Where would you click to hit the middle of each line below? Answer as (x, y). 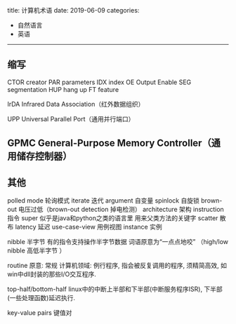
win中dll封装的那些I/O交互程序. (52, 274)
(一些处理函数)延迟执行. (41, 298)
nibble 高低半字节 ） (37, 250)
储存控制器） (44, 156)
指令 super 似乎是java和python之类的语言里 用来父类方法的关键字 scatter (113, 218)
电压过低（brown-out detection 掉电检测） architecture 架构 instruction (122, 210)
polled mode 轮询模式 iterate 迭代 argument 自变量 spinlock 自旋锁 (104, 201)
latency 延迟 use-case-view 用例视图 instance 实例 (89, 227)
